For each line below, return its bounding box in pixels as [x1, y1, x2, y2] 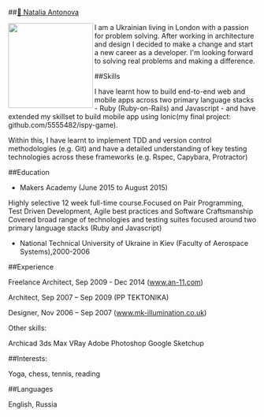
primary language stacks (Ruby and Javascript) [8, 223, 162, 233]
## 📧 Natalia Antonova [8, 8, 80, 17]
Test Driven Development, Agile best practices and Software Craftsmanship [8, 207, 254, 216]
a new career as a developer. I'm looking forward [94, 48, 254, 57]
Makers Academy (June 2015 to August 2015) [19, 183, 168, 192]
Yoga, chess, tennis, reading [8, 369, 101, 378]
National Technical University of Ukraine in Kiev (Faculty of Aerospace [19, 239, 249, 248]
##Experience [8, 262, 54, 271]
